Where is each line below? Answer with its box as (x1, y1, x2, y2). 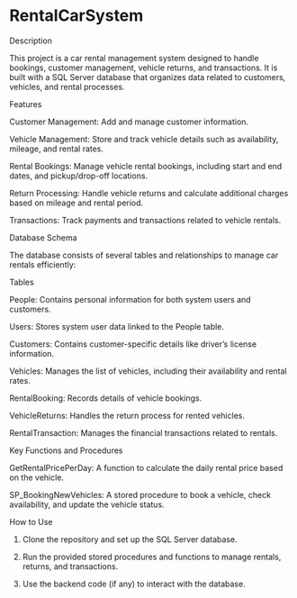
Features (9, 98, 42, 109)
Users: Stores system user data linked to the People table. (9, 321, 225, 331)
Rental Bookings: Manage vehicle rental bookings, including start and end (9, 160, 283, 171)
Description (9, 35, 52, 46)
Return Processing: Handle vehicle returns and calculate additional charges (9, 187, 289, 198)
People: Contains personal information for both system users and (9, 294, 251, 304)
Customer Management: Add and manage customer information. (9, 116, 249, 127)
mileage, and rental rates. (9, 143, 104, 154)
